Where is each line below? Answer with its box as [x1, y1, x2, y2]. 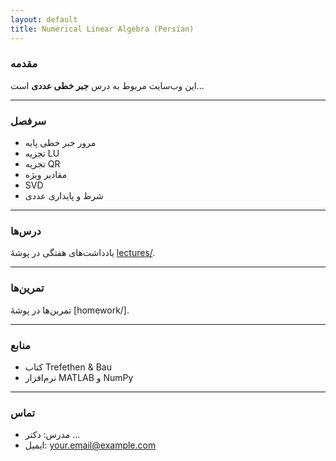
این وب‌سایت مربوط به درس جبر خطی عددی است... [10, 79, 205, 91]
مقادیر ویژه [24, 169, 68, 181]
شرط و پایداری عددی [24, 190, 104, 202]
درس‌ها [10, 224, 42, 238]
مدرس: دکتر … [24, 429, 81, 441]
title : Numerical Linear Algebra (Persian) [10, 24, 195, 34]
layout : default [10, 14, 78, 25]
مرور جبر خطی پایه [24, 137, 97, 149]
